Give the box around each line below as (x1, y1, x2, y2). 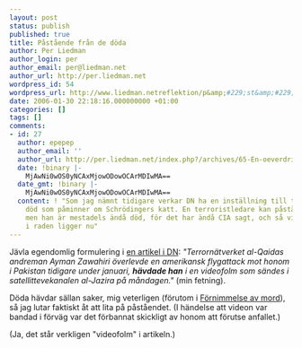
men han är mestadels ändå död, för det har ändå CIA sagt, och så (25, 213, 283, 222)
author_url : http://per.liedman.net (9, 72, 147, 81)
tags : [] (9, 113, 42, 122)
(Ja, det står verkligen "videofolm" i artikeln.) (9, 328, 176, 339)
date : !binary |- (17, 163, 83, 172)
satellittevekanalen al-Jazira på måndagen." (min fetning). (9, 274, 226, 285)
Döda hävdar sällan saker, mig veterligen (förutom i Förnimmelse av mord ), (9, 292, 286, 303)
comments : (9, 122, 47, 131)
